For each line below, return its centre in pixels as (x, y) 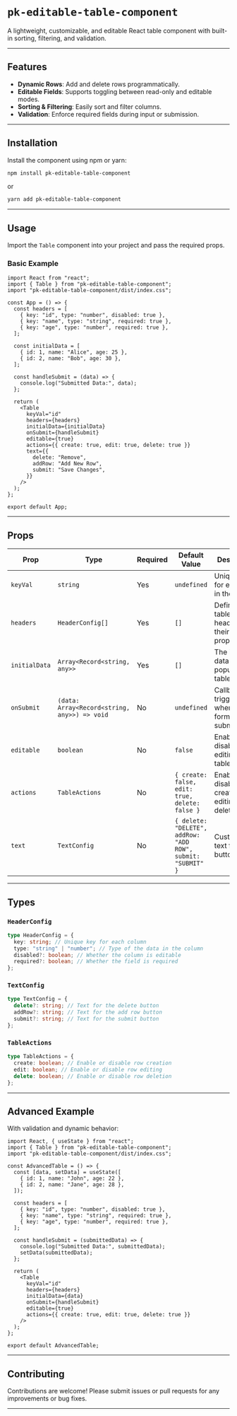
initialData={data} (54, 1296)
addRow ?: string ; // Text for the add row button (88, 1012)
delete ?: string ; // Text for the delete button (86, 1006)
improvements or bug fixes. (47, 1398)
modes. (29, 99)
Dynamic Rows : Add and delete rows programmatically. (98, 84)
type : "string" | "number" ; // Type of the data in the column (108, 948)
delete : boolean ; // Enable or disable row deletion (93, 1076)
